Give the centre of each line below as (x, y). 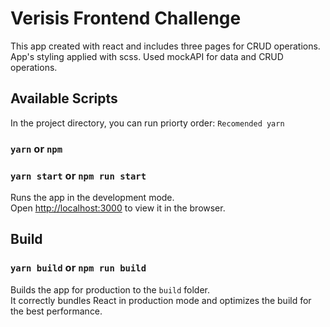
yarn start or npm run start (78, 175)
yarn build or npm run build (78, 268)
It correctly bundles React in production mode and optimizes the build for (161, 300)
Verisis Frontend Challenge (126, 18)
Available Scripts (64, 98)
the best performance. (56, 311)
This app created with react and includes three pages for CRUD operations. (165, 46)
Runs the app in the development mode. (92, 197)
